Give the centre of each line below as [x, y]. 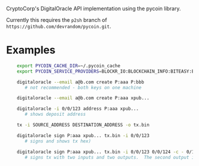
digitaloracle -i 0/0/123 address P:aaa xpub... [78, 109]
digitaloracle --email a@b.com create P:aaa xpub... [83, 98]
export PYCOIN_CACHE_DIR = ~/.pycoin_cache [68, 66]
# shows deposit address [55, 115]
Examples [31, 50]
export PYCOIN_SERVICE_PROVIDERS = [59, 71]
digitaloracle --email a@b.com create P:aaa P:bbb [81, 82]
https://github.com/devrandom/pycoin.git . [59, 26]
